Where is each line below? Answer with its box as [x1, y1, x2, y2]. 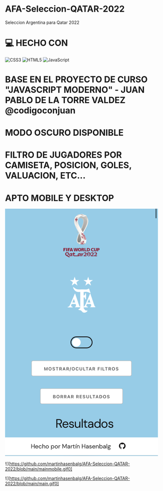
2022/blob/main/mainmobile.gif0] [5, 466, 73, 472]
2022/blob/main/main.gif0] [5, 481, 59, 487]
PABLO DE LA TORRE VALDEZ [5, 95, 126, 106]
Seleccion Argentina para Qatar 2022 [5, 19, 80, 25]
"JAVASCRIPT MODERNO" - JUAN [5, 84, 145, 95]
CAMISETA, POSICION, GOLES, [5, 160, 132, 171]
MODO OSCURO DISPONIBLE [5, 127, 124, 138]
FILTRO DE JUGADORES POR [5, 149, 122, 161]
